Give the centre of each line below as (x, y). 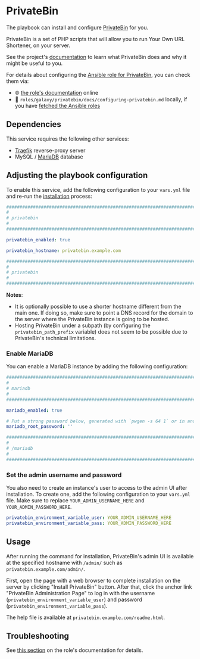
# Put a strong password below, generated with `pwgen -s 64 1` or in (96, 421)
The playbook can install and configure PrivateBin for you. (77, 27)
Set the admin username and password (64, 475)
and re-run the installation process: (49, 196)
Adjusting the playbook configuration (77, 175)
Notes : (15, 295)
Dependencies (34, 124)
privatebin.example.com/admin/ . (46, 569)
